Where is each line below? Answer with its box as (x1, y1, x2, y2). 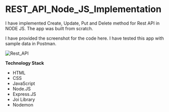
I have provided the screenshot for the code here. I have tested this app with (5, 35, 164, 41)
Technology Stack (5, 60, 44, 66)
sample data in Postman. (5, 40, 57, 46)
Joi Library (12, 96, 35, 102)
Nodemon (12, 101, 34, 107)
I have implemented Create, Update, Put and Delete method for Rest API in (5, 20, 160, 26)
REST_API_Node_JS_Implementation (5, 4, 161, 15)
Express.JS (12, 91, 36, 97)
